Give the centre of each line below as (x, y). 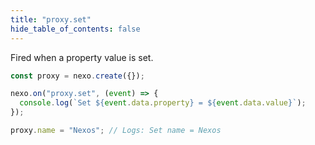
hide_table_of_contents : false (75, 29)
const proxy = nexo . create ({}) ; (77, 76)
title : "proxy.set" (51, 19)
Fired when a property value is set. (82, 57)
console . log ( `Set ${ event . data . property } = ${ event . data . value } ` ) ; (163, 103)
